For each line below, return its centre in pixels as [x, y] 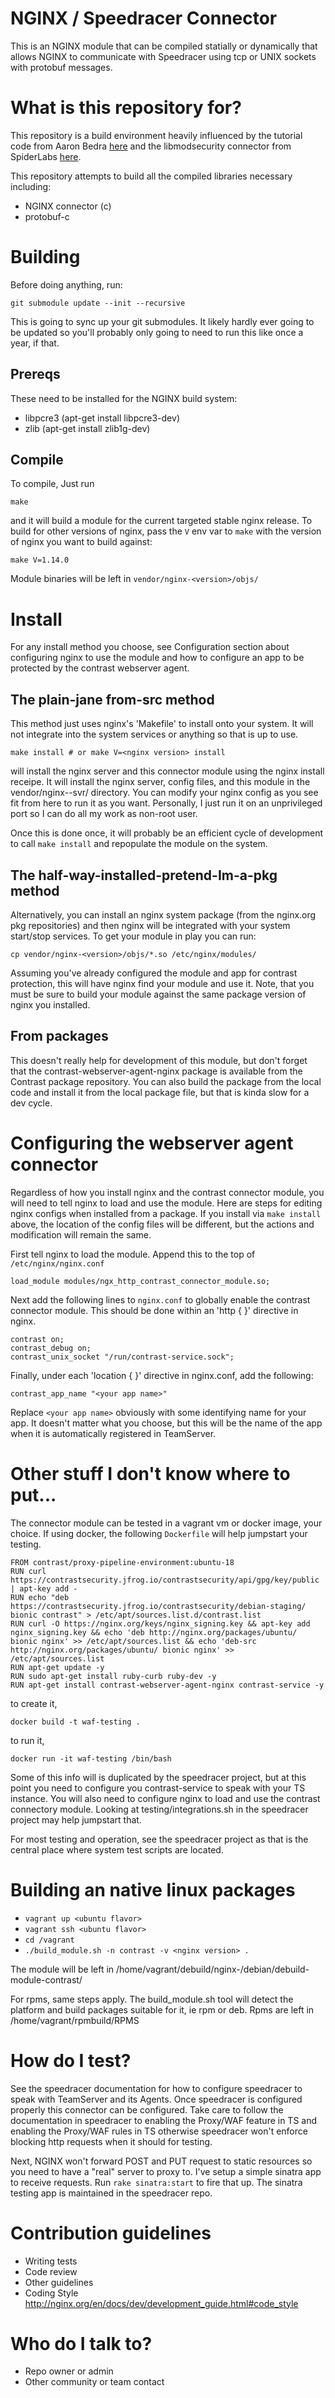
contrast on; [37, 1339]
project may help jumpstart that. [76, 1819]
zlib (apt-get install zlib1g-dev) [87, 428]
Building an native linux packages [153, 1889]
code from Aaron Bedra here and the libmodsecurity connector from [151, 146]
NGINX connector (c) [68, 206]
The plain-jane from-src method [112, 699]
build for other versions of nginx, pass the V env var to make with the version [166, 531]
